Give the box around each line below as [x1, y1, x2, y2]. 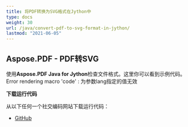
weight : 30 [6, 19, 33, 25]
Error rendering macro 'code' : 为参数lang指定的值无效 [6, 78, 137, 85]
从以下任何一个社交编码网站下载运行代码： [6, 102, 109, 109]
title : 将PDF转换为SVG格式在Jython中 [6, 8, 92, 15]
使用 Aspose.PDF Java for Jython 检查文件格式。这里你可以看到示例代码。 [6, 70, 186, 77]
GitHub [14, 114, 32, 121]
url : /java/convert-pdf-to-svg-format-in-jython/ [6, 25, 130, 31]
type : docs [6, 14, 33, 20]
